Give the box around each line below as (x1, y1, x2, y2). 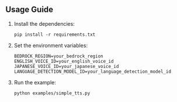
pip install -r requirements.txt (13, 32, 96, 38)
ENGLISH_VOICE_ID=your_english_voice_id (13, 58, 114, 64)
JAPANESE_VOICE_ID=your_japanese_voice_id (13, 63, 119, 69)
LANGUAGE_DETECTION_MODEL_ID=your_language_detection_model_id (13, 69, 172, 74)
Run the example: (13, 79, 57, 86)
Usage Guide (5, 5, 54, 15)
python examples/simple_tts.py (13, 90, 91, 96)
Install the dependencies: (13, 20, 75, 27)
